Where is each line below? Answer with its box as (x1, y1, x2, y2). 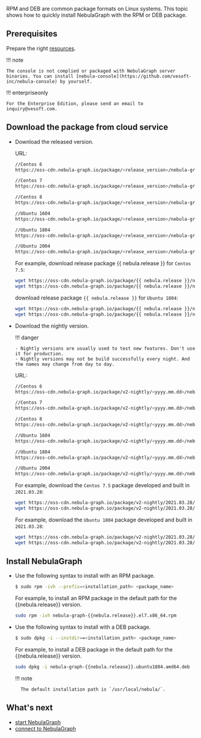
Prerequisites (6, 29, 58, 39)
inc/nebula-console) (6, 78, 58, 85)
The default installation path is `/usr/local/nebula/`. (20, 686, 166, 692)
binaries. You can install (6, 73, 74, 79)
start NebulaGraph (14, 718, 61, 725)
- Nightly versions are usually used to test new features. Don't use (14, 345, 196, 352)
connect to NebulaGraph (14, 725, 76, 732)
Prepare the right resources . (6, 44, 76, 52)
